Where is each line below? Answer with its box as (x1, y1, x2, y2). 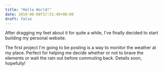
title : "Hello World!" (5, 7, 52, 12)
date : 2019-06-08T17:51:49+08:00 (5, 12, 74, 17)
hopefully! (5, 60, 26, 67)
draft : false (5, 16, 32, 21)
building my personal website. (5, 35, 66, 41)
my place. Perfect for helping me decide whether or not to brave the (5, 50, 144, 56)
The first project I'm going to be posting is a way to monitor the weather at (5, 45, 157, 51)
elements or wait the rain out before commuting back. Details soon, (5, 55, 142, 61)
